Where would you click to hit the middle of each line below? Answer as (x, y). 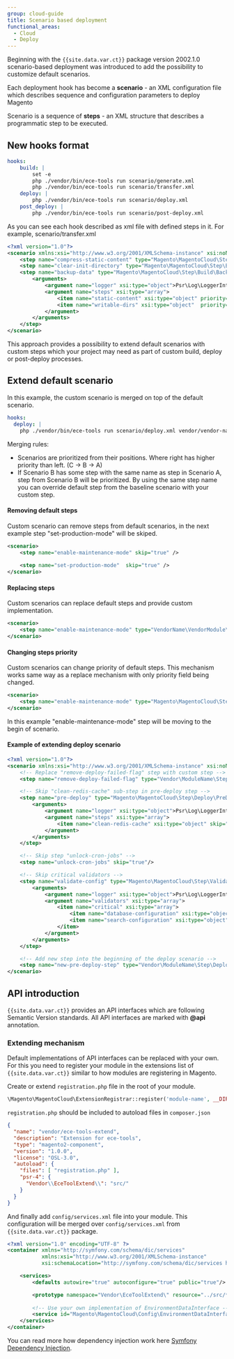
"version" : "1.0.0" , (43, 1151)
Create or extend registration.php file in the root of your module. (102, 1087)
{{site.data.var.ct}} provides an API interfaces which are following (106, 1010)
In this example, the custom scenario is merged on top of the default (105, 397)
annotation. (23, 1025)
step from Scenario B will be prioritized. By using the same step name (117, 480)
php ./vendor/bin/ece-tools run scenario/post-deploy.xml (118, 213)
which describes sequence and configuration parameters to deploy (104, 95)
